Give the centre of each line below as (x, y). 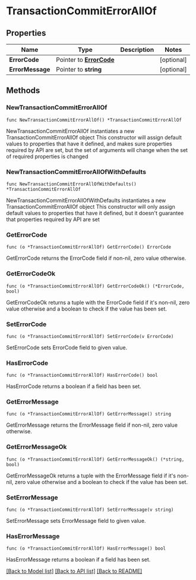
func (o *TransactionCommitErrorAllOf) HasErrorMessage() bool (86, 549)
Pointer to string (79, 69)
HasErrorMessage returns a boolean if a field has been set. (78, 560)
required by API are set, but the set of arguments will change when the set (97, 150)
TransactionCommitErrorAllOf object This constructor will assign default (94, 137)
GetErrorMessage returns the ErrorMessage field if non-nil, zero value (92, 425)
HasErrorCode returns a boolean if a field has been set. (74, 386)
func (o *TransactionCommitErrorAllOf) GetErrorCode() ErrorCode (88, 247)
